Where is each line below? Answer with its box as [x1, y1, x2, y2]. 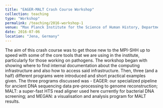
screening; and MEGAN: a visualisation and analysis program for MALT [5, 93, 147, 99]
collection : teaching [5, 12, 49, 16]
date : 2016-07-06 [5, 29, 40, 34]
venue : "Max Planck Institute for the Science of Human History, [5, 25, 140, 30]
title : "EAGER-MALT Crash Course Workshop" [5, 7, 95, 12]
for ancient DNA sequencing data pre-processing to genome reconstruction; [5, 83, 158, 89]
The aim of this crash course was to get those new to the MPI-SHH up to [5, 47, 150, 53]
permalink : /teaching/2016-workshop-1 [5, 20, 83, 26]
